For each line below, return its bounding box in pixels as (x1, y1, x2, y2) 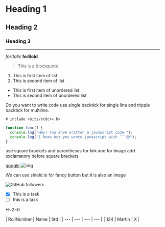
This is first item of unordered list (12, 87, 80, 93)
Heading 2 (5, 23, 38, 31)
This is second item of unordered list (12, 92, 87, 98)
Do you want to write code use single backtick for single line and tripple (5, 102, 150, 108)
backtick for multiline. (5, 107, 49, 113)
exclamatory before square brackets (5, 153, 79, 159)
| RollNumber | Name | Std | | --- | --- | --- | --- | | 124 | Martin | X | (5, 216, 140, 222)
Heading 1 (5, 3, 47, 15)
